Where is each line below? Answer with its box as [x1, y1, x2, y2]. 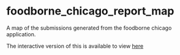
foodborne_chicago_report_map [6, 4, 174, 18]
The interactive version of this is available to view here [6, 42, 144, 50]
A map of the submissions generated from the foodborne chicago [6, 24, 172, 31]
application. [6, 30, 36, 37]
